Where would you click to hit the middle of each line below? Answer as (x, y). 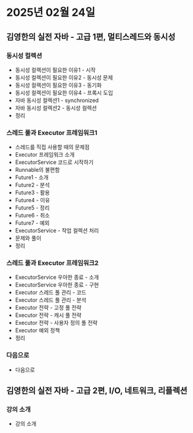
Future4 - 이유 (32, 200)
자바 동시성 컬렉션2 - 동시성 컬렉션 (56, 107)
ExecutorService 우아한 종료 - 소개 (57, 278)
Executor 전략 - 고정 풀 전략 (48, 308)
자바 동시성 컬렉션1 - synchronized (57, 100)
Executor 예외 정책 (38, 330)
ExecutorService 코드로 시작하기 (54, 162)
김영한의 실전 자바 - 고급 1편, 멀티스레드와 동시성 (91, 37)
